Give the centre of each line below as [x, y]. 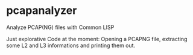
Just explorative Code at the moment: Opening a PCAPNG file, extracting [97, 39]
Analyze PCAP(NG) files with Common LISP [60, 27]
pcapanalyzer [42, 11]
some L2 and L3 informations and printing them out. [71, 45]
